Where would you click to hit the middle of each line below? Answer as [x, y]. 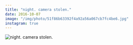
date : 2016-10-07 [23, 14]
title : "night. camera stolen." [38, 10]
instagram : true [22, 23]
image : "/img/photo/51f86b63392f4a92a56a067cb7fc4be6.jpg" [67, 19]
